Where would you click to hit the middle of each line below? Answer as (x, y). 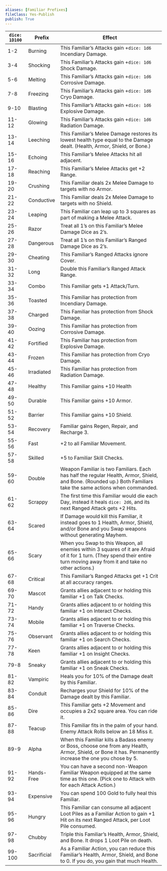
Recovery (39, 430)
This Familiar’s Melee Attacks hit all (101, 154)
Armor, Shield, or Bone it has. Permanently (110, 752)
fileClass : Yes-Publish (30, 14)
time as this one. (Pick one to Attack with (108, 779)
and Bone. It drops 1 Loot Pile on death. (106, 841)
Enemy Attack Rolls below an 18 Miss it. (107, 732)
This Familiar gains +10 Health (96, 386)
